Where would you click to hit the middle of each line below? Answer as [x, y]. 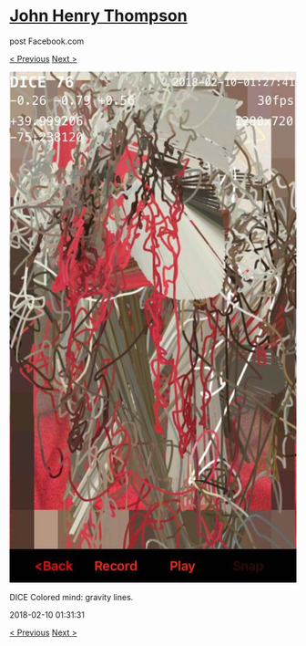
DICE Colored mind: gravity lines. [71, 597]
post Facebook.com [47, 41]
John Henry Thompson [99, 16]
